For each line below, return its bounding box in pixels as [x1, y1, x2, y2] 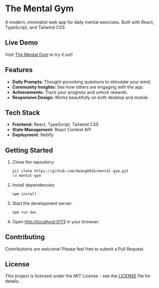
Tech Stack [5, 108, 40, 117]
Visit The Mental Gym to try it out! [5, 51, 73, 57]
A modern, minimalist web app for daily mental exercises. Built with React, [5, 19, 154, 25]
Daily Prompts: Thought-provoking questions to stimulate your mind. [12, 79, 152, 85]
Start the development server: [12, 200, 73, 206]
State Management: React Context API [12, 127, 91, 133]
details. [5, 278, 20, 284]
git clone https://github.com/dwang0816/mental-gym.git [12, 168, 129, 174]
